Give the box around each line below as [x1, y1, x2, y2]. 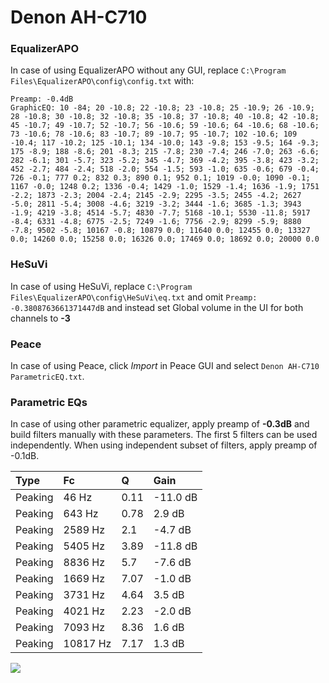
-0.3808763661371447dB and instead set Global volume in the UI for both [10, 301, 304, 313]
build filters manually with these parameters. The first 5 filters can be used [10, 429, 318, 441]
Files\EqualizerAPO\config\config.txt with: [10, 75, 195, 87]
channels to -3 [10, 312, 71, 324]
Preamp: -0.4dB [10, 94, 74, 105]
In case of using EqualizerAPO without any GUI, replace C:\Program [10, 64, 287, 76]
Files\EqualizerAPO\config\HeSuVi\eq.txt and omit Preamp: [10, 291, 258, 303]
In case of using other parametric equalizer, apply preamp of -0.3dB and [10, 418, 310, 430]
